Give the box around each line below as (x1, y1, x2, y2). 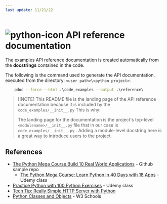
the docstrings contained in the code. (5, 62, 85, 68)
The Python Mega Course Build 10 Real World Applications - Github (12, 161, 153, 167)
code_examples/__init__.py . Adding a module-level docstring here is (17, 128, 162, 134)
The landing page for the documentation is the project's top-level (17, 117, 154, 123)
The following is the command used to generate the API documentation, (5, 72, 155, 78)
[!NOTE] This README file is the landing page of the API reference (17, 96, 156, 102)
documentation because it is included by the (17, 102, 110, 108)
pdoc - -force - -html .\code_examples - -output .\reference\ (14, 87, 144, 92)
